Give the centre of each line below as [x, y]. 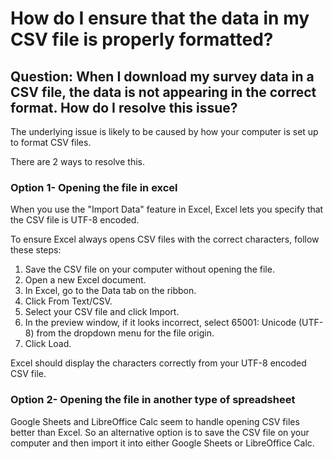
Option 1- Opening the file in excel [94, 187]
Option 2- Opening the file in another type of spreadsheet [153, 400]
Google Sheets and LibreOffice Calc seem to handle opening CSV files [155, 421]
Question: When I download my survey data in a [162, 76]
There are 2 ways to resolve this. [77, 161]
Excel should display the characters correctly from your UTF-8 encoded [158, 363]
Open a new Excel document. [85, 280]
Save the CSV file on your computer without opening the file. [149, 269]
